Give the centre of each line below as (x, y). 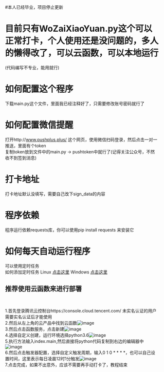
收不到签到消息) (21, 158)
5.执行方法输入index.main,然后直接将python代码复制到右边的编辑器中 (74, 341)
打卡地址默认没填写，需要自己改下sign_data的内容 (55, 194)
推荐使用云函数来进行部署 (43, 289)
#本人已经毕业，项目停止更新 (34, 7)
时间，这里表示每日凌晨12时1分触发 (44, 359)
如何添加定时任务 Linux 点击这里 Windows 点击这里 (56, 272)
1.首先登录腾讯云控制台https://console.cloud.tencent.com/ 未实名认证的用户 (81, 311)
